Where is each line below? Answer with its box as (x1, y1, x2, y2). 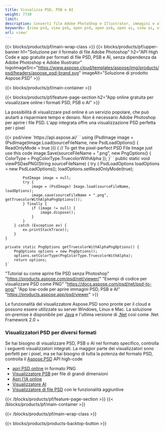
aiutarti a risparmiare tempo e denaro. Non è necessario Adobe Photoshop (5, 115, 156, 120)
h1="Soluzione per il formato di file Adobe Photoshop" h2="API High (20, 49, 158, 55)
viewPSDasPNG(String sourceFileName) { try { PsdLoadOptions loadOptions (5, 161, 160, 166)
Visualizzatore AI (12, 381, 47, 388)
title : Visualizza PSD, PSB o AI (5, 7, 74, 12)
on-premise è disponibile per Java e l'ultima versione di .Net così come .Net (5, 312, 159, 317)
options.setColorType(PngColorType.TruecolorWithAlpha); (14, 253, 133, 258)
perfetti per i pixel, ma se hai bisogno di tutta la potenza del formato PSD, (5, 351, 153, 357)
